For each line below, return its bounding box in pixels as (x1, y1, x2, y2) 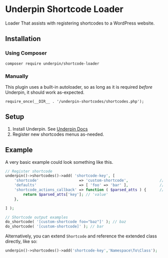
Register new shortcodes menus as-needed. (12, 131, 104, 137)
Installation (5, 35, 41, 43)
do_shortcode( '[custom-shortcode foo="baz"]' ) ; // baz (5, 219, 126, 224)
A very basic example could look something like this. (5, 159, 113, 165)
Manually (5, 73, 28, 80)
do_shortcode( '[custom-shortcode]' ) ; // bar (5, 224, 104, 229)
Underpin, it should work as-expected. (5, 89, 85, 95)
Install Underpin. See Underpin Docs (12, 126, 88, 132)
